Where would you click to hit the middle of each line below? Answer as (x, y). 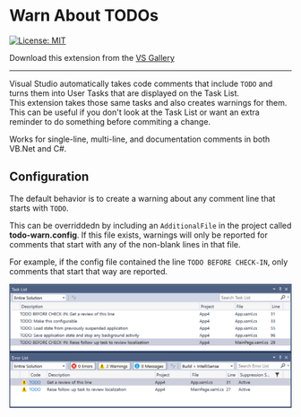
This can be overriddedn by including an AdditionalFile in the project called (150, 225)
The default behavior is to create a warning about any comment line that (142, 198)
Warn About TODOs (84, 16)
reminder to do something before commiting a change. (110, 121)
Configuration (49, 177)
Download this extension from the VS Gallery (92, 57)
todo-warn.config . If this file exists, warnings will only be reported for (139, 235)
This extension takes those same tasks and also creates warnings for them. (148, 102)
